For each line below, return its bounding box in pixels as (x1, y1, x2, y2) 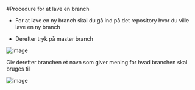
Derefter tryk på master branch (15, 35, 93, 42)
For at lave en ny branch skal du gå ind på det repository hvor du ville (15, 17, 190, 24)
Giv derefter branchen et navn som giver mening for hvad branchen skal (6, 59, 188, 66)
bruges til (6, 65, 30, 72)
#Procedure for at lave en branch (6, 5, 90, 12)
